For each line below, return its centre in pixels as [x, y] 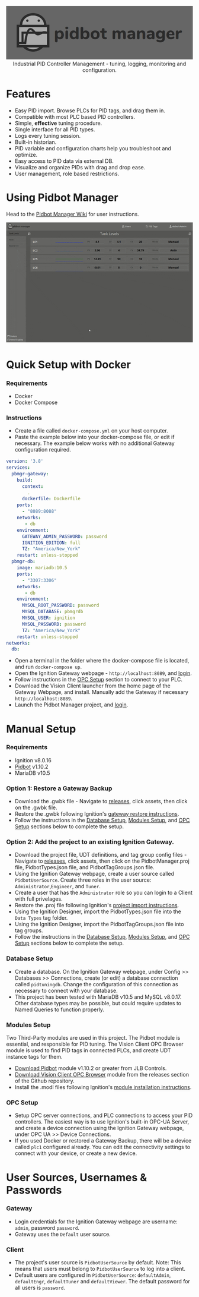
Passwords [34, 1190]
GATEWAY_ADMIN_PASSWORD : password [65, 537]
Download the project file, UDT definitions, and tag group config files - [101, 855]
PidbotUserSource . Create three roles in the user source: [83, 880]
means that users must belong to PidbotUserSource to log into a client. [100, 1269]
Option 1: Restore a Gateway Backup [59, 788]
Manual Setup [41, 729]
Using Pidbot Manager [62, 198]
